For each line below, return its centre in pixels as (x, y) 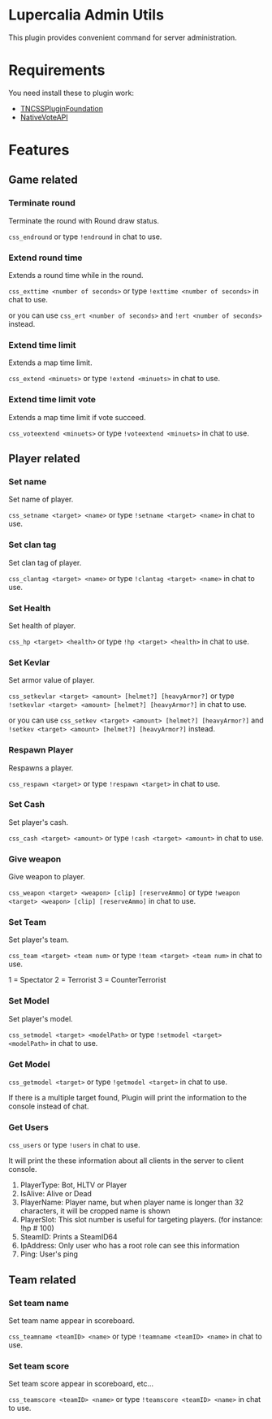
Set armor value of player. (52, 680)
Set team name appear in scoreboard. (72, 1320)
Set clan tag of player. (45, 562)
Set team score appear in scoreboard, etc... (81, 1384)
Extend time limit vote (52, 400)
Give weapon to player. (47, 877)
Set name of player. (41, 499)
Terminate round (42, 203)
